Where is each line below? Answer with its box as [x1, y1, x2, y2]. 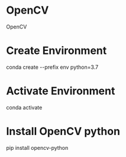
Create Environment [6, 44, 107, 57]
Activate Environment [6, 84, 115, 98]
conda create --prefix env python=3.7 [6, 63, 99, 71]
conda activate [6, 104, 43, 111]
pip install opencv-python [6, 144, 69, 151]
